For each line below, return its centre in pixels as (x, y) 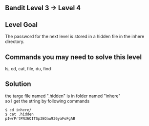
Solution (18, 84)
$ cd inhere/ (18, 110)
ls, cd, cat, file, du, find (28, 69)
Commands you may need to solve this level (74, 57)
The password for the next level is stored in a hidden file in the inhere (75, 37)
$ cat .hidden (20, 114)
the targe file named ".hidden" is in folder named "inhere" (63, 96)
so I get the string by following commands (47, 101)
